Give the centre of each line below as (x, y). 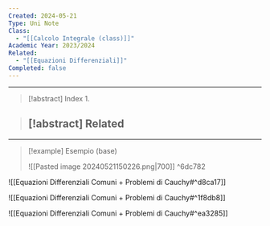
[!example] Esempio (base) (73, 150)
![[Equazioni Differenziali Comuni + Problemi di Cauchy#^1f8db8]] (117, 197)
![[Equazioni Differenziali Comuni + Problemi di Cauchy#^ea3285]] (118, 213)
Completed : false (37, 68)
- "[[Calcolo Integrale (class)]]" (75, 38)
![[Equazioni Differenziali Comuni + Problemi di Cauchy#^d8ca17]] (117, 182)
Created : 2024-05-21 (43, 16)
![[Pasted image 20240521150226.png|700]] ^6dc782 (117, 166)
